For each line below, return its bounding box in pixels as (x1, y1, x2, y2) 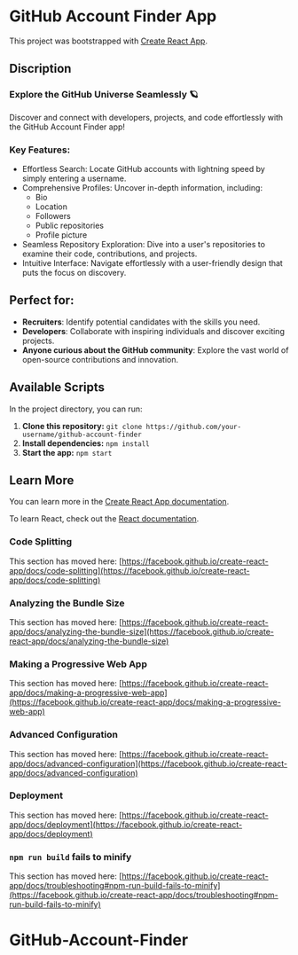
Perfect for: (9, 293, 74, 308)
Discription (9, 61, 72, 76)
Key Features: (9, 144, 71, 156)
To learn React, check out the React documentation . (9, 513, 200, 524)
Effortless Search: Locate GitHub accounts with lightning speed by (21, 163, 266, 174)
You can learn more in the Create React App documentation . (9, 497, 230, 507)
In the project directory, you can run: (9, 403, 143, 414)
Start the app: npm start (21, 447, 113, 458)
